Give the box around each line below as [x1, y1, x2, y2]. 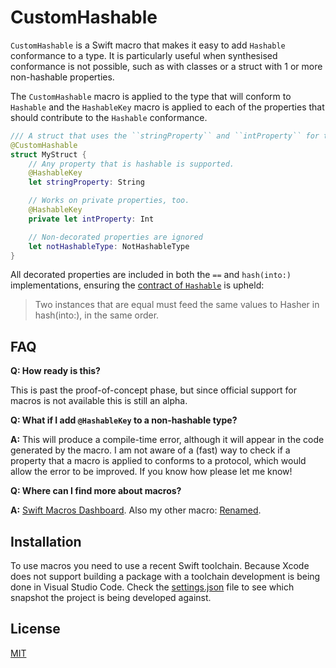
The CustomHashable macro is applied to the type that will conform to [10, 90, 292, 102]
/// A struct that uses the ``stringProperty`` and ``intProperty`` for [10, 131, 320, 141]
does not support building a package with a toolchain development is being [10, 571, 321, 583]
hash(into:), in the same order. [34, 309, 160, 321]
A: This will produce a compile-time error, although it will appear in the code [10, 434, 325, 446]
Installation [10, 533, 82, 550]
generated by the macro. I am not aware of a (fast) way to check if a [10, 444, 291, 456]
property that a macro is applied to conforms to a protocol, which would [10, 455, 307, 467]
